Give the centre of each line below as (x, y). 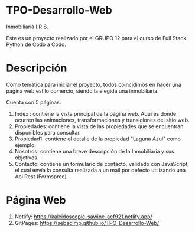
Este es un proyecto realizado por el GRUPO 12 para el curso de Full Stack (96, 38)
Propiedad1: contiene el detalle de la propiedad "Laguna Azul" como (98, 139)
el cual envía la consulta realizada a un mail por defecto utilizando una (100, 170)
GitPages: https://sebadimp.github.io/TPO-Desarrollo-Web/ (87, 223)
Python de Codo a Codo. (36, 44)
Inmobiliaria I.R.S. (27, 27)
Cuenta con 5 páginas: (34, 102)
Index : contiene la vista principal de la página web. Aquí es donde (95, 113)
